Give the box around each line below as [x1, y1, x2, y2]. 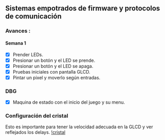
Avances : [5, 28, 31, 35]
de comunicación [5, 12, 62, 21]
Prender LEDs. [12, 51, 43, 58]
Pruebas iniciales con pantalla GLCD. [12, 68, 90, 75]
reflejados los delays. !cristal [5, 129, 65, 135]
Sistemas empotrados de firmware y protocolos [5, 4, 160, 13]
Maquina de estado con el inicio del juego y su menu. [12, 99, 125, 105]
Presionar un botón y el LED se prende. [12, 57, 96, 63]
